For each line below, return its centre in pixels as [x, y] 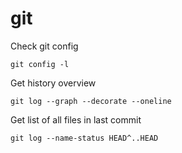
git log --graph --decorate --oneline [91, 101]
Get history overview [53, 83]
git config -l [40, 64]
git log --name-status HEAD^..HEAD [84, 138]
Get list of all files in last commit [76, 119]
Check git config [44, 46]
